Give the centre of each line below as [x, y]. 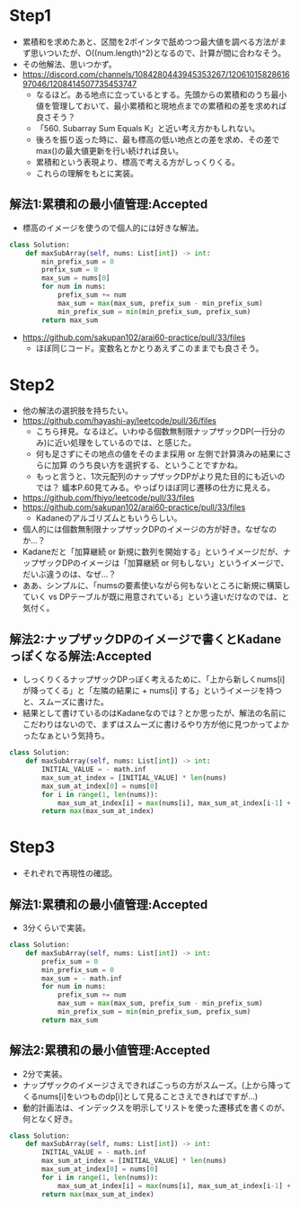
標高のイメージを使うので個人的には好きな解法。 [113, 228]
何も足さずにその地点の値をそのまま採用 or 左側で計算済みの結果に [160, 454]
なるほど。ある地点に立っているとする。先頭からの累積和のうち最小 [161, 94]
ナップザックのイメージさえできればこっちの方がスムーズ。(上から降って [157, 1085]
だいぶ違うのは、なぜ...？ [69, 574]
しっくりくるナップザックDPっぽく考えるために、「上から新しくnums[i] [154, 679]
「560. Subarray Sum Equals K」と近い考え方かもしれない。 [148, 128]
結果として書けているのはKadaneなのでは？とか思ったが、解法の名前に [154, 713]
